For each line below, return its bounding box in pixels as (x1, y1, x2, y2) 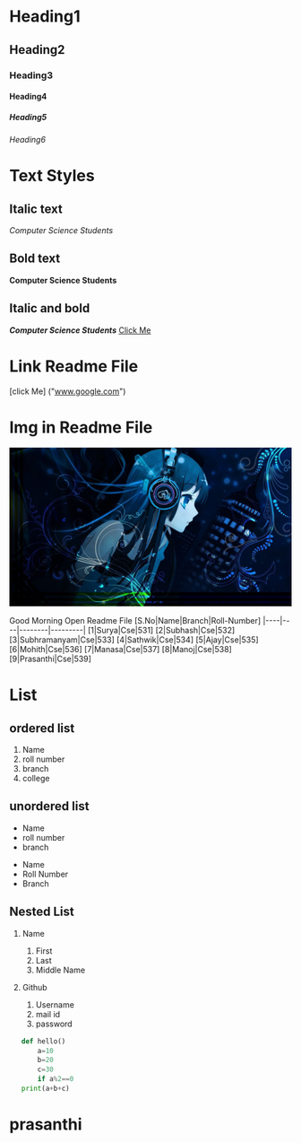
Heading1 (9, 6, 81, 27)
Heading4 (9, 92, 47, 102)
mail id (35, 1008, 61, 1019)
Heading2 (9, 42, 65, 57)
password (35, 1018, 73, 1029)
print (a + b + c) (21, 1084, 70, 1094)
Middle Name (35, 964, 86, 975)
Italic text (9, 201, 63, 216)
